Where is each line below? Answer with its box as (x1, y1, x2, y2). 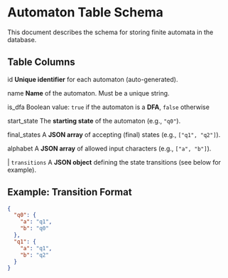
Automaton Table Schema (7, 4, 163, 21)
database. (7, 35, 37, 43)
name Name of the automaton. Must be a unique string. (7, 88, 170, 97)
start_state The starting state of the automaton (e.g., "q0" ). (7, 116, 181, 125)
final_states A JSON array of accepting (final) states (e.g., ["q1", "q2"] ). (7, 130, 221, 139)
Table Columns (7, 56, 76, 68)
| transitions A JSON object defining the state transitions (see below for (7, 158, 222, 166)
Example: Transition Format (7, 186, 133, 198)
